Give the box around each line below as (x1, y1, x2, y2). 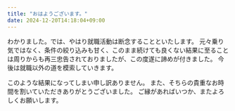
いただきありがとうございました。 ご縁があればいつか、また (37, 87, 212, 96)
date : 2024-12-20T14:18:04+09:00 (7, 17, 106, 24)
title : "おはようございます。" (7, 10, 88, 18)
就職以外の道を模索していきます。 (19, 63, 118, 72)
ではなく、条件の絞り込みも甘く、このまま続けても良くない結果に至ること (13, 46, 229, 54)
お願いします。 (19, 96, 63, 104)
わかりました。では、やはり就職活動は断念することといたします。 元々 (7, 37, 212, 46)
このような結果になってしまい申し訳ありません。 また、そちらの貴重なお (7, 78, 218, 86)
